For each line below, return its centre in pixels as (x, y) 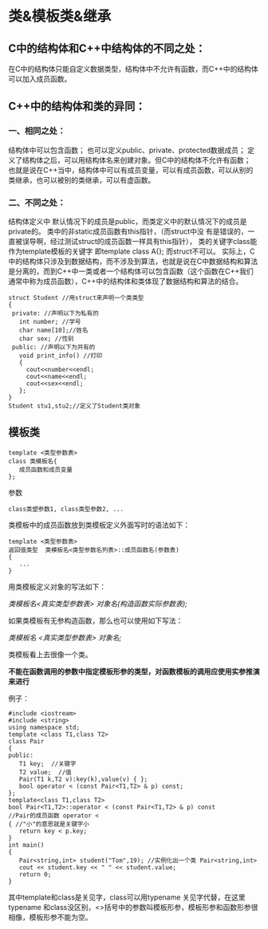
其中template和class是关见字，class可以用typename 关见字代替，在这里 (127, 897)
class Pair (26, 741)
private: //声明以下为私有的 (55, 313)
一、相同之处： (37, 131)
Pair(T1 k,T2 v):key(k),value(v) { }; (83, 779)
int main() (26, 845)
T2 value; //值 (45, 772)
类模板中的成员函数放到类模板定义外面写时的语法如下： (99, 525)
